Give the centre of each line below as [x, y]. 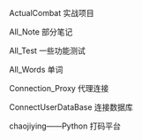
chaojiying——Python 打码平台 [65, 126]
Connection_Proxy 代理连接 [59, 88]
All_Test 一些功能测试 [48, 51]
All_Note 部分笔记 [41, 32]
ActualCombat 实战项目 [52, 13]
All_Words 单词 [36, 70]
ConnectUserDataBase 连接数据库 [71, 107]
